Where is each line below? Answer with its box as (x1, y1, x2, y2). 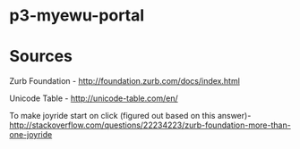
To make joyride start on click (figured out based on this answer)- (9, 111, 252, 121)
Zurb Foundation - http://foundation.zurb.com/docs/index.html (9, 76, 240, 87)
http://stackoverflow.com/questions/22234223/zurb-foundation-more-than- (9, 120, 291, 130)
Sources (9, 46, 73, 67)
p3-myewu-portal (9, 5, 145, 26)
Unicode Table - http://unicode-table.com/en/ (9, 93, 178, 103)
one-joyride (9, 129, 53, 140)
